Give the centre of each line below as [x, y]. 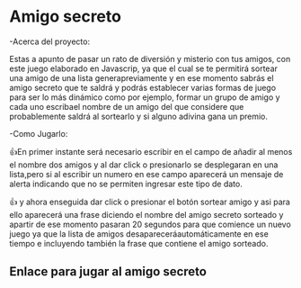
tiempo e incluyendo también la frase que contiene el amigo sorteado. [139, 243]
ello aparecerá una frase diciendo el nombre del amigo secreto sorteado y [146, 214]
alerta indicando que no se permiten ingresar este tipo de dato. [126, 184]
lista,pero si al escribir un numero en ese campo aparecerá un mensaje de [146, 174]
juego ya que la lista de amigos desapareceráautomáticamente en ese [139, 234]
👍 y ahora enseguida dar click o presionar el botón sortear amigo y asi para [150, 202]
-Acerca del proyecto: [50, 41]
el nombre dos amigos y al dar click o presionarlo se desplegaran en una [144, 165]
